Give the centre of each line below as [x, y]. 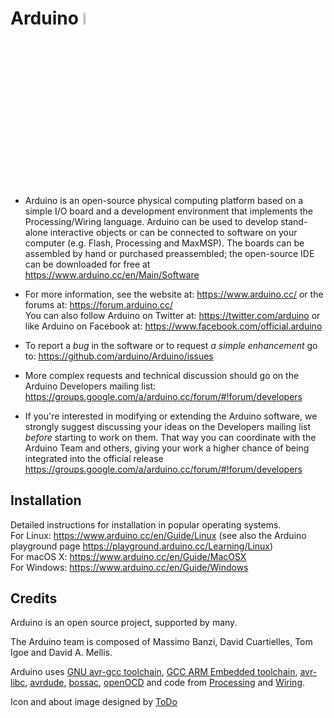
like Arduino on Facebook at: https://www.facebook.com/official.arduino [173, 326]
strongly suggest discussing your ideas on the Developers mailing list [168, 426]
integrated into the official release [94, 458]
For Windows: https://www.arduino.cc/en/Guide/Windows [129, 567]
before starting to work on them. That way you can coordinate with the [170, 437]
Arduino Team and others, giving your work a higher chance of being [167, 448]
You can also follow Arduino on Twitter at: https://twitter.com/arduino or [172, 315]
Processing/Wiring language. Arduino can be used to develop [151, 221]
